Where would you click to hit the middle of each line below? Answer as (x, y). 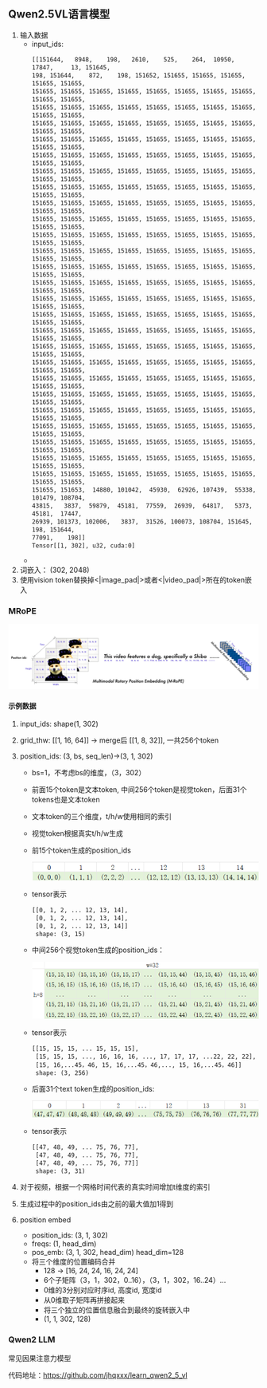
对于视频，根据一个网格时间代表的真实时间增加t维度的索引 (115, 1187)
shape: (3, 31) (60, 1171)
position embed (45, 1220)
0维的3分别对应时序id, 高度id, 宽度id (103, 1290)
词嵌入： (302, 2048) (54, 570)
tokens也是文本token (66, 800)
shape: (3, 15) (60, 935)
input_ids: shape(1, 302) (59, 724)
